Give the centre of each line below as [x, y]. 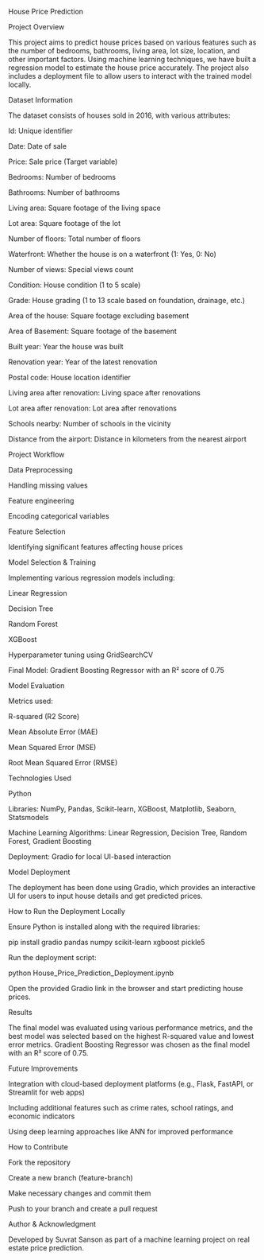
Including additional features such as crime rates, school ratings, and [121, 1108]
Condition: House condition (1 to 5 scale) [75, 285]
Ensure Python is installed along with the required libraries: [104, 927]
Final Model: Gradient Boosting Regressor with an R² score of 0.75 [116, 670]
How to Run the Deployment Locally [67, 911]
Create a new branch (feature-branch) [71, 1178]
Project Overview [36, 27]
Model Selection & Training [52, 562]
